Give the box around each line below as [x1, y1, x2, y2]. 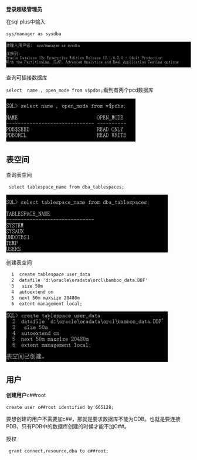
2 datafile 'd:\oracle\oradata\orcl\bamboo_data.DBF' [11, 277, 148, 283]
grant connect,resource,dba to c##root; [8, 448, 109, 454]
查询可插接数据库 [6, 74, 47, 81]
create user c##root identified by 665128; [6, 404, 114, 410]
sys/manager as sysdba [6, 31, 62, 37]
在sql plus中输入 [6, 18, 46, 25]
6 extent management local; [11, 301, 83, 307]
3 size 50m [11, 283, 43, 289]
